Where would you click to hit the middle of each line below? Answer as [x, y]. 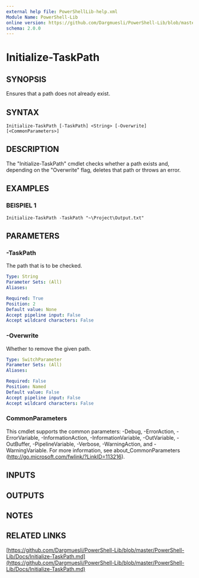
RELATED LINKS [36, 536]
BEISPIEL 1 [21, 205]
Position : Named [26, 387]
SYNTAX [23, 112]
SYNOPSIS [26, 79]
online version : [26, 23]
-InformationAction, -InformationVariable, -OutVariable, [108, 437]
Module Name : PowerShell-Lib [42, 17]
